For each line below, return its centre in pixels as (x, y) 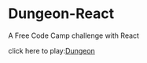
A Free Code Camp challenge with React (74, 35)
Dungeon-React (61, 14)
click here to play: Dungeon (52, 50)
